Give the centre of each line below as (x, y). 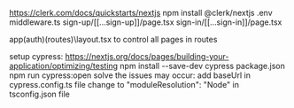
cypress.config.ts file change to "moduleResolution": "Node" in (124, 85)
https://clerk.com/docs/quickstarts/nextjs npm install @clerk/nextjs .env (141, 13)
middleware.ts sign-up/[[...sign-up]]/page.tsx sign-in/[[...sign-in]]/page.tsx (146, 22)
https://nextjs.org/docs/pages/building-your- (147, 56)
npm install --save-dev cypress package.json (202, 66)
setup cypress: (36, 56)
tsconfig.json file (40, 94)
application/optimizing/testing (63, 66)
